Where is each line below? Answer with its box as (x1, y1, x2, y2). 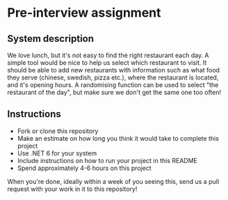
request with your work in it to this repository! (7, 185, 138, 193)
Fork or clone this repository (17, 127, 99, 135)
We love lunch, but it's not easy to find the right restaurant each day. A (7, 51, 210, 59)
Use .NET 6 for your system (17, 148, 97, 157)
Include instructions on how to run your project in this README (17, 156, 198, 164)
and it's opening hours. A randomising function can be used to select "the (7, 81, 219, 89)
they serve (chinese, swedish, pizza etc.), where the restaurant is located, (7, 73, 219, 82)
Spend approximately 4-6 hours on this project (17, 164, 152, 172)
